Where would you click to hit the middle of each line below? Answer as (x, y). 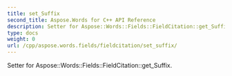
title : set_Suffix (33, 13)
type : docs (23, 33)
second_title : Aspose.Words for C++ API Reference (81, 20)
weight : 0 (21, 39)
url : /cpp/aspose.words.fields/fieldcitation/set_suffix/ (92, 46)
